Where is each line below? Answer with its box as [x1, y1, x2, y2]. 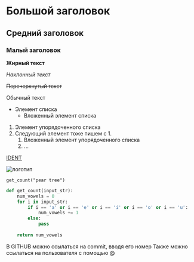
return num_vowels [17, 232, 63, 238]
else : [27, 215, 42, 221]
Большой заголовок [6, 4, 110, 18]
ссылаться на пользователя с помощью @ [6, 249, 115, 256]
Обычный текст [6, 94, 46, 101]
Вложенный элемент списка [23, 112, 97, 119]
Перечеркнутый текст [6, 82, 63, 90]
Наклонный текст [6, 70, 51, 78]
